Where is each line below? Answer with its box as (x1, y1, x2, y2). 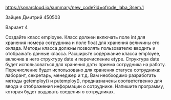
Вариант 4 (5, 24, 28, 30)
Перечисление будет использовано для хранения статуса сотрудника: (5, 67, 161, 73)
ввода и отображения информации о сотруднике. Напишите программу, (5, 83, 164, 89)
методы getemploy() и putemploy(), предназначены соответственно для (5, 78, 162, 84)
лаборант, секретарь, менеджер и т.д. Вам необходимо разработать (5, 72, 156, 78)
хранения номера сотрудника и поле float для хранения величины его (5, 39, 160, 46)
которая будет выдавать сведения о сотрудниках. (5, 89, 115, 94)
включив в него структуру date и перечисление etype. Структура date (5, 56, 160, 62)
